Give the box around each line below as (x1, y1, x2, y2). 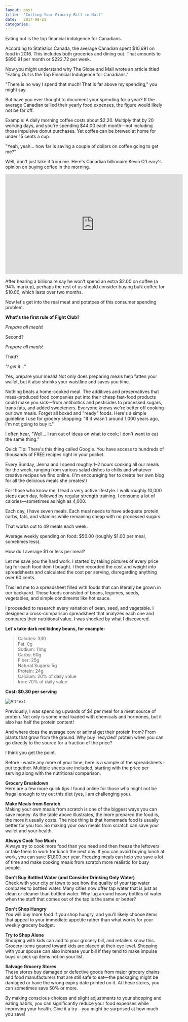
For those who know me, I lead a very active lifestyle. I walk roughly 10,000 (5, 488, 162, 494)
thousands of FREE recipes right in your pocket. (5, 452, 105, 458)
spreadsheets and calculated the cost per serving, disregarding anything (5, 569, 157, 575)
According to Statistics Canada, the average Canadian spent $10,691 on (5, 45, 155, 51)
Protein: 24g (17, 668, 44, 674)
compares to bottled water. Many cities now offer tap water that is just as (5, 885, 158, 891)
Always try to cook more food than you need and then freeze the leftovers (5, 843, 160, 849)
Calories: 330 (17, 636, 47, 642)
